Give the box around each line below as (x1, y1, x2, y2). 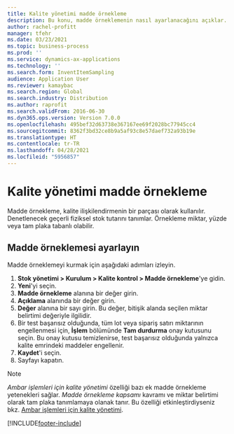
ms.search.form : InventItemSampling (7, 69, 114, 76)
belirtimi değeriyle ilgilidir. (17, 311, 92, 319)
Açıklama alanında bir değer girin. (17, 296, 116, 304)
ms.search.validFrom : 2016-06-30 (7, 108, 105, 115)
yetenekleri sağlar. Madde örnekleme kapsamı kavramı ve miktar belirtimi (7, 390, 219, 399)
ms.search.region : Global (7, 88, 83, 95)
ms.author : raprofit (7, 101, 68, 108)
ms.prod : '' (7, 50, 42, 57)
